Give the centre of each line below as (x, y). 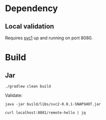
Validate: (14, 95)
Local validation (30, 26)
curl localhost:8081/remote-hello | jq (45, 113)
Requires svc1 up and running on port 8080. (49, 38)
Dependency (32, 8)
